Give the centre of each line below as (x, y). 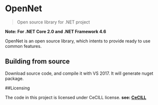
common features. (23, 46)
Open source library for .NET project (53, 22)
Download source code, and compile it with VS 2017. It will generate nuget (79, 73)
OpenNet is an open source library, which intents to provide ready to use (78, 41)
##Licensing (18, 88)
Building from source (37, 62)
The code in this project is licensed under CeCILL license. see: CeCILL (76, 97)
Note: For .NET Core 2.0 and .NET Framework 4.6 (56, 31)
